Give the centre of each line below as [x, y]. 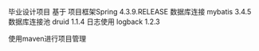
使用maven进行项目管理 [47, 39]
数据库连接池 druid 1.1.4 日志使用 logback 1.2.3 [84, 22]
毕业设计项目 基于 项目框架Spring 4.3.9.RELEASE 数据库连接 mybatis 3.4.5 [130, 12]
